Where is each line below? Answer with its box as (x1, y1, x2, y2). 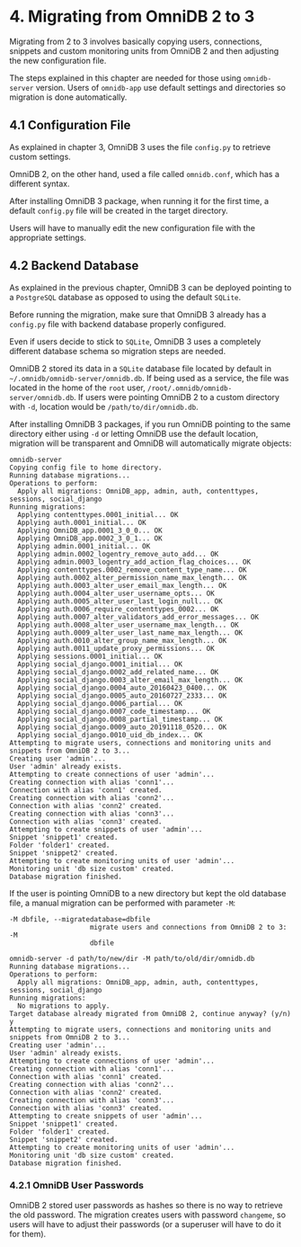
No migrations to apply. (17, 1001, 111, 1011)
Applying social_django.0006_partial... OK (17, 699, 182, 708)
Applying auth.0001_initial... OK (17, 518, 146, 527)
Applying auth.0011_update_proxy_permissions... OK (17, 644, 216, 653)
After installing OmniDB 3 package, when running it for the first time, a (9, 195, 270, 206)
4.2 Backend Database (9, 258, 139, 273)
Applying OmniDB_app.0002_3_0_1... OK (17, 533, 164, 543)
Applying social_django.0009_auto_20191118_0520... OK (17, 722, 227, 732)
